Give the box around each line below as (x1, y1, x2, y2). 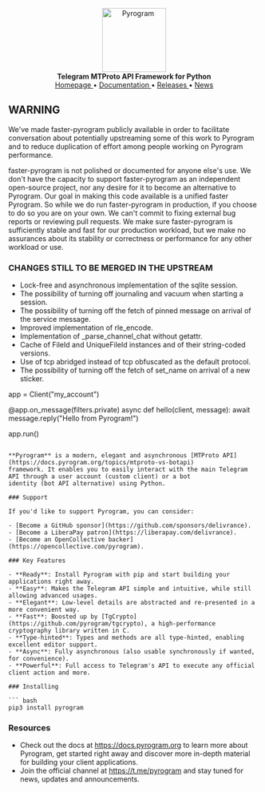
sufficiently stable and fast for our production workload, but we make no (8, 225, 246, 235)
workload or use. (8, 242, 64, 251)
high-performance (158, 620, 216, 628)
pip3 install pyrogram (8, 704, 84, 712)
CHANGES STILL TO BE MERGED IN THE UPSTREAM (8, 262, 213, 273)
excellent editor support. (8, 641, 98, 649)
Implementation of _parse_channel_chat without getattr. (19, 332, 203, 341)
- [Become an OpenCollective (8, 536, 105, 544)
